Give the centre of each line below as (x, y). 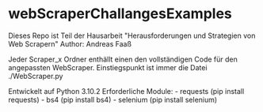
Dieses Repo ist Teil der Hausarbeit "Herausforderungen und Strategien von (132, 35)
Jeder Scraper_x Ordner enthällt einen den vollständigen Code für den (123, 59)
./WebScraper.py (36, 76)
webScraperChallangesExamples (120, 14)
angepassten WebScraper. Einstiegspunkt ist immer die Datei (108, 67)
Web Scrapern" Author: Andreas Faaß (70, 43)
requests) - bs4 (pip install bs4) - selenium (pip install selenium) (113, 99)
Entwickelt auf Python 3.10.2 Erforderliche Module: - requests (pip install (126, 91)
